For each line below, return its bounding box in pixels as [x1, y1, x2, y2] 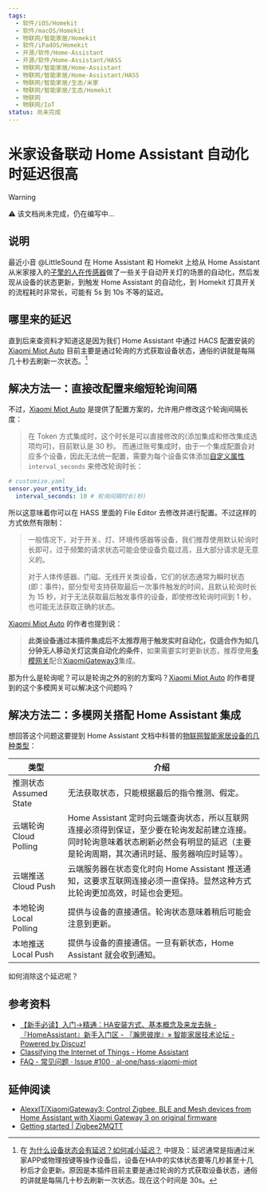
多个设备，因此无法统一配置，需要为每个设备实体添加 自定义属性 [34, 451, 245, 461]
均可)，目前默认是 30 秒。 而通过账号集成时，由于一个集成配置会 [34, 442, 249, 451]
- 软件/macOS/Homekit [15, 26, 85, 34]
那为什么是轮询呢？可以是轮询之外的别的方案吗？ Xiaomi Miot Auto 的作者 [8, 673, 249, 682]
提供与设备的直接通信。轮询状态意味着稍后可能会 [67, 906, 252, 918]
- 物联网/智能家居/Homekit [15, 34, 97, 42]
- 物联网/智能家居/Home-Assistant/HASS [15, 71, 140, 79]
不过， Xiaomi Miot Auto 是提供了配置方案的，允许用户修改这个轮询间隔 [8, 405, 242, 414]
